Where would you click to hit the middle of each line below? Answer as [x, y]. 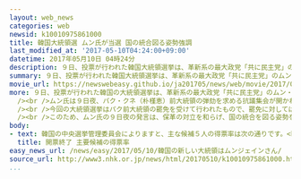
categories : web [39, 26]
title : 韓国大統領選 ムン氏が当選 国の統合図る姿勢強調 [101, 43]
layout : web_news [42, 17]
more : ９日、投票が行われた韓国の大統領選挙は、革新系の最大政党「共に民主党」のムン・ [151, 92]
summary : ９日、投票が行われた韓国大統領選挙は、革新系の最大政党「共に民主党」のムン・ [154, 76]
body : [19, 126]
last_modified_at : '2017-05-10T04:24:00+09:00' [100, 51]
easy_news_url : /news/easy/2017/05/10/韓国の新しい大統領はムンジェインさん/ [146, 150]
